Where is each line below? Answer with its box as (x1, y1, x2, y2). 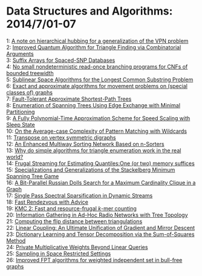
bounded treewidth (6, 69, 54, 76)
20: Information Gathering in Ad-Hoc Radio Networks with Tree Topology (6, 211, 189, 218)
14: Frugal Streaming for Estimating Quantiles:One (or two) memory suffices (6, 160, 195, 167)
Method (6, 237, 26, 244)
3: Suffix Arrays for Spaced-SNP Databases (6, 56, 116, 64)
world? (6, 153, 24, 160)
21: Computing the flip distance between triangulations (6, 217, 143, 225)
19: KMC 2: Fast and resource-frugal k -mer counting (6, 204, 137, 212)
